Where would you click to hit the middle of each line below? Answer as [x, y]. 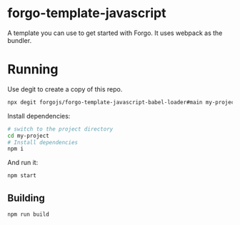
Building [26, 198]
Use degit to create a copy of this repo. [65, 89]
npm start [22, 176]
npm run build [29, 214]
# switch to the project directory [60, 129]
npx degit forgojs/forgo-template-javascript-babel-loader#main [105, 102]
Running [33, 70]
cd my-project [29, 136]
